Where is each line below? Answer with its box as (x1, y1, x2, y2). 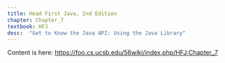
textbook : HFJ (7, 23, 49, 30)
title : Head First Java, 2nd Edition (7, 10, 117, 17)
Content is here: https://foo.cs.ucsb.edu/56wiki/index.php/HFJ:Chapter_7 (7, 48, 219, 57)
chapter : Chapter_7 (7, 17, 64, 24)
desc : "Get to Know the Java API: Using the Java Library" (7, 29, 187, 37)
